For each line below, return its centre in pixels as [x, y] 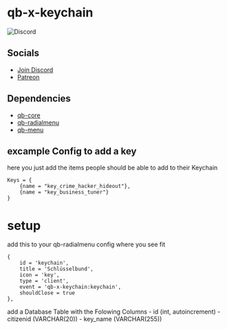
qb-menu [30, 130]
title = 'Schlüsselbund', [57, 269]
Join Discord [35, 69]
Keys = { [20, 180]
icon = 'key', [40, 275]
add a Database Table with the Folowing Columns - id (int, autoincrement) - [114, 312]
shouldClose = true [47, 293]
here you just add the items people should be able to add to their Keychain [112, 168]
